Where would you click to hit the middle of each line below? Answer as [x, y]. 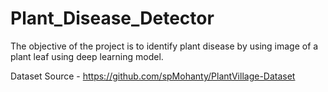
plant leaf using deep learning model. [87, 56]
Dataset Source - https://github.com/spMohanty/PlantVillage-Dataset [153, 76]
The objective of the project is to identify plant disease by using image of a [164, 46]
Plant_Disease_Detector [112, 18]
